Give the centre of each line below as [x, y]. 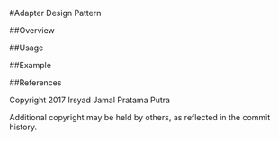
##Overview [32, 30]
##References [36, 83]
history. [23, 127]
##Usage [27, 48]
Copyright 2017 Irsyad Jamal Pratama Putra [90, 100]
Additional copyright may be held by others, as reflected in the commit [140, 117]
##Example [31, 65]
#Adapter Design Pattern [55, 13]
